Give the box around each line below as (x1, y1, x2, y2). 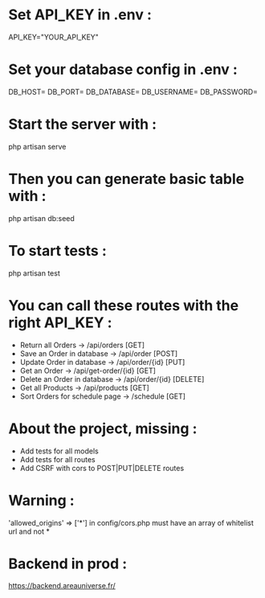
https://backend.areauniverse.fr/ (8, 581, 116, 591)
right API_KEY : (8, 313, 112, 331)
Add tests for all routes (19, 454, 96, 464)
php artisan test (8, 268, 60, 278)
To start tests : (8, 241, 107, 260)
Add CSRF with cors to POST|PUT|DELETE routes (19, 463, 185, 473)
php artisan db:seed (8, 213, 75, 223)
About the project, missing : (8, 420, 198, 437)
